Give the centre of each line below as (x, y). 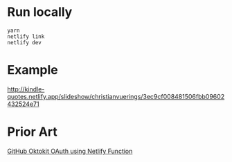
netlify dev (24, 42)
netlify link (26, 36)
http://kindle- (26, 89)
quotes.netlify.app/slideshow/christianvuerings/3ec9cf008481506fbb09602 (116, 96)
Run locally (40, 12)
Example (33, 70)
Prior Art (32, 132)
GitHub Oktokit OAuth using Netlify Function (70, 151)
